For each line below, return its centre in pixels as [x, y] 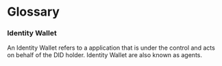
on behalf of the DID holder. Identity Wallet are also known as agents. [104, 55]
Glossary [34, 12]
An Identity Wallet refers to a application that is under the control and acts [111, 48]
